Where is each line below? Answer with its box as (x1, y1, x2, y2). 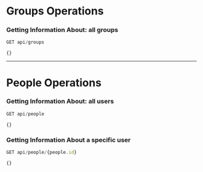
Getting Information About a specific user (6, 135, 131, 144)
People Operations (6, 76, 101, 90)
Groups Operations (6, 4, 104, 18)
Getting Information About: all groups (6, 26, 118, 34)
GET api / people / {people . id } (6, 149, 77, 156)
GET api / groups (6, 39, 45, 46)
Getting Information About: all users (6, 97, 114, 106)
